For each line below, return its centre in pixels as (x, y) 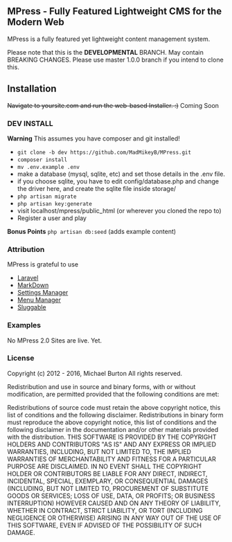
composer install (42, 160)
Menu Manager (39, 300)
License (21, 358)
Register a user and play (52, 218)
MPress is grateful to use (43, 264)
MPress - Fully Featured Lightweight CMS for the (115, 11)
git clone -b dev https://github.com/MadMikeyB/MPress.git (104, 152)
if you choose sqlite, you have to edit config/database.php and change (118, 181)
